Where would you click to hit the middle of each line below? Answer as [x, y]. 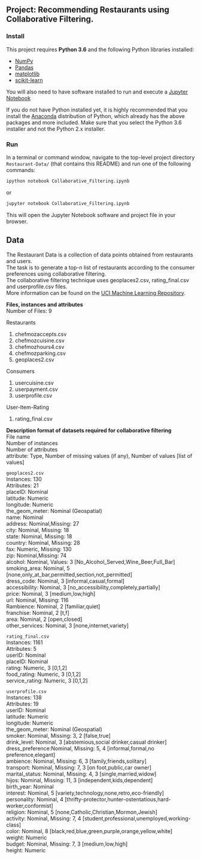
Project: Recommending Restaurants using [88, 10]
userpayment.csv [36, 389]
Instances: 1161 [25, 642]
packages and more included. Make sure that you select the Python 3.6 [94, 122]
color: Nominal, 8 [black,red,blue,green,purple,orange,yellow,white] [89, 831]
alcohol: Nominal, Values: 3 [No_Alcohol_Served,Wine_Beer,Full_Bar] [91, 562]
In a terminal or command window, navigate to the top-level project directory [100, 157]
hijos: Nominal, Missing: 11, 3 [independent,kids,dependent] [80, 780]
